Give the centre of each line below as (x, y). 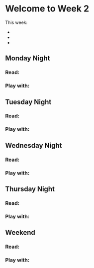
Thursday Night (30, 189)
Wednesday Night (34, 145)
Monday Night (28, 58)
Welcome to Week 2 (47, 9)
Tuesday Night (28, 102)
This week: (16, 22)
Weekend (20, 232)
